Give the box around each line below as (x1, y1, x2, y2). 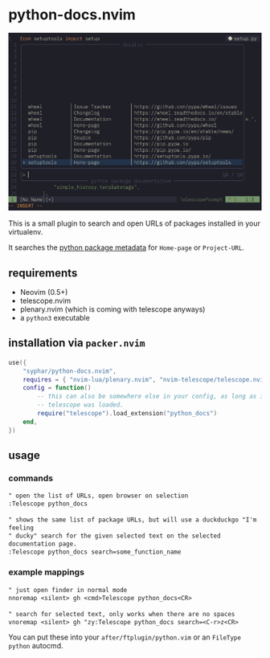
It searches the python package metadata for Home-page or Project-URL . (8, 243, 245, 252)
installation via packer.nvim (8, 336, 146, 350)
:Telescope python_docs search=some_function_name (8, 548, 182, 556)
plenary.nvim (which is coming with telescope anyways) (19, 304, 206, 314)
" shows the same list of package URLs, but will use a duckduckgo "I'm (8, 516, 257, 524)
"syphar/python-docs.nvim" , (22, 367, 117, 375)
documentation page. (8, 540, 78, 548)
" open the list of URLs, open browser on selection (8, 492, 189, 500)
